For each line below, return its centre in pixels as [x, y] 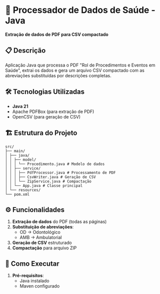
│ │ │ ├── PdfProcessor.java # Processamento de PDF [60, 173]
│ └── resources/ [23, 190]
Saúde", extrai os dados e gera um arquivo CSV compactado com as [75, 70]
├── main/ [15, 151]
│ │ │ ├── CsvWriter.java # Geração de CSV [51, 177]
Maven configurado [40, 286]
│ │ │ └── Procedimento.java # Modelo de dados [55, 164]
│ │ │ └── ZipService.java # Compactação [48, 181]
